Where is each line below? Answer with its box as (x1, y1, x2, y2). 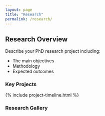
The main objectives (12, 58, 54, 64)
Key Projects (5, 81, 37, 88)
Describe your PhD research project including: (5, 48, 101, 54)
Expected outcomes (12, 68, 54, 75)
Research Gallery (5, 105, 48, 112)
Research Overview (5, 35, 68, 43)
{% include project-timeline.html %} (5, 92, 79, 98)
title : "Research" (5, 12, 43, 17)
